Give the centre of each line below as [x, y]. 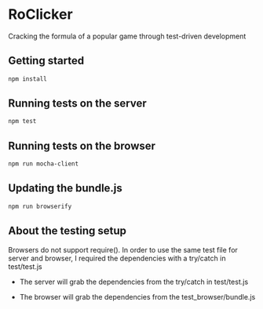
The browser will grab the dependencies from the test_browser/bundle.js [137, 296]
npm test [22, 122]
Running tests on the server [77, 104]
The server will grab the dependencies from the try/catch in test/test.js [134, 282]
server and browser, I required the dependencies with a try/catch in [117, 258]
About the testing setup [68, 231]
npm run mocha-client [44, 164]
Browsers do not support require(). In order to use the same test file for [123, 249]
